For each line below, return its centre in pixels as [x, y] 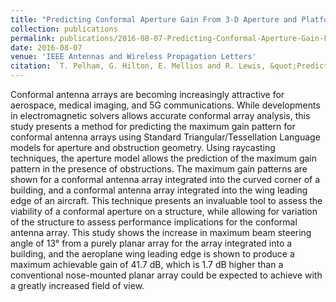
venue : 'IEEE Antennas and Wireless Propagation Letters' [133, 57]
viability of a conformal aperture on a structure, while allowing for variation [164, 211]
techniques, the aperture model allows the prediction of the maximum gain [163, 158]
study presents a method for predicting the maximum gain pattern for [153, 126]
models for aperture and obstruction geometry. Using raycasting [143, 147]
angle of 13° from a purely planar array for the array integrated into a [151, 243]
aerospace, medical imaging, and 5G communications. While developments [165, 105]
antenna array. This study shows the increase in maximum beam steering [161, 232]
